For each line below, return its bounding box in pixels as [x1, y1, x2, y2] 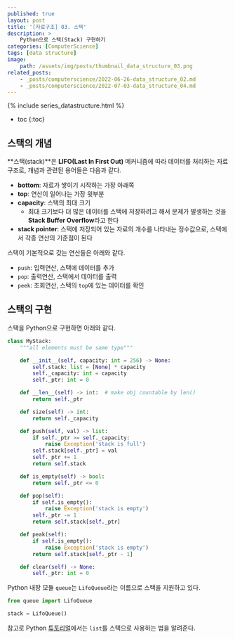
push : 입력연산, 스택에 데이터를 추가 [17, 264, 114, 272]
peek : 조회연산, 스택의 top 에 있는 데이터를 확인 [17, 281, 145, 290]
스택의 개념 [7, 137, 53, 149]
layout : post [7, 17, 46, 24]
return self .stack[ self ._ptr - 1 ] [32, 550, 133, 557]
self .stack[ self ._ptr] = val [32, 447, 118, 454]
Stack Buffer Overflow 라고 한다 [27, 216, 119, 225]
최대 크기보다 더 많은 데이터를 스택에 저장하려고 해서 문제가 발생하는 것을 [27, 207, 227, 216]
